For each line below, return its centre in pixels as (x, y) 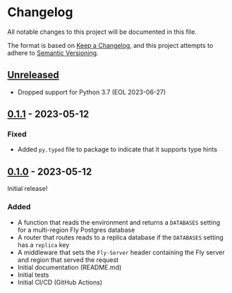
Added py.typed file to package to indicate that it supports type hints (117, 149)
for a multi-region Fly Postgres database (76, 230)
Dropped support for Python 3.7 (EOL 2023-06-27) (92, 92)
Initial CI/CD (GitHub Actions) (60, 282)
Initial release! (28, 189)
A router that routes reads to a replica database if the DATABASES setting (120, 237)
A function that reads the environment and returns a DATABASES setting (119, 222)
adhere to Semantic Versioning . (53, 53)
